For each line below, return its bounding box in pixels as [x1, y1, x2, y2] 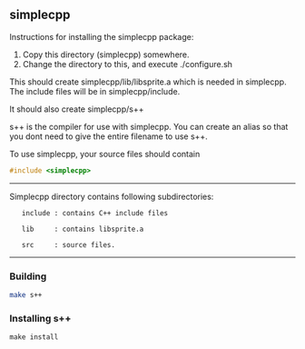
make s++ [9, 290, 43, 299]
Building [9, 270, 47, 283]
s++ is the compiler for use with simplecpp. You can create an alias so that [9, 121, 289, 132]
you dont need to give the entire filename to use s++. [9, 131, 209, 142]
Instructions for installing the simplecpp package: [9, 31, 194, 42]
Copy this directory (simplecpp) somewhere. [22, 49, 190, 60]
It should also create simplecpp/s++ [9, 104, 144, 115]
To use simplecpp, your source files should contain [9, 148, 201, 159]
